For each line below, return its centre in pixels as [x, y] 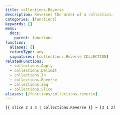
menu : [11, 29]
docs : [16, 33]
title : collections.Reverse [35, 10]
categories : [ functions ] [31, 19]
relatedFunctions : [24, 61]
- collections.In [28, 75]
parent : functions [33, 38]
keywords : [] [19, 24]
